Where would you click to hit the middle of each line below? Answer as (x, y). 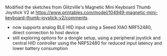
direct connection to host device (46, 32)
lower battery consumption (40, 48)
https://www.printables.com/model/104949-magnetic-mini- (97, 12)
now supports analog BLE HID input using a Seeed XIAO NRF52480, (82, 27)
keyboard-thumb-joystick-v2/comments (46, 18)
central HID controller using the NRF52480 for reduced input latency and (87, 43)
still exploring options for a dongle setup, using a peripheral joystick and (86, 38)
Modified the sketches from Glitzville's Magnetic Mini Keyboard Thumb (78, 7)
